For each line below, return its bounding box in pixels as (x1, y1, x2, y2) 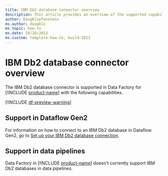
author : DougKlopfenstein (5, 17, 59, 22)
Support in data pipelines (5, 147, 85, 155)
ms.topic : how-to (5, 26, 41, 31)
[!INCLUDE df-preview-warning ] (5, 99, 71, 105)
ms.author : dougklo (5, 21, 46, 27)
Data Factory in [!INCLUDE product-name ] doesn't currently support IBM (5, 160, 155, 166)
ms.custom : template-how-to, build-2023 (5, 36, 91, 41)
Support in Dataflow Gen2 (5, 114, 87, 122)
